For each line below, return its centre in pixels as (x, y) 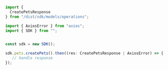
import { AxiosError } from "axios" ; (45, 26)
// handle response (32, 58)
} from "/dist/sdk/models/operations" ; (47, 17)
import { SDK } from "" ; (31, 30)
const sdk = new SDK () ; (30, 44)
